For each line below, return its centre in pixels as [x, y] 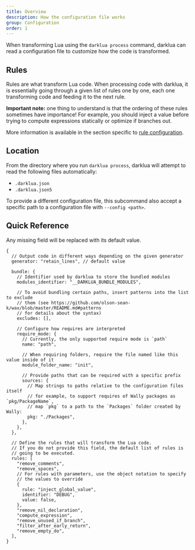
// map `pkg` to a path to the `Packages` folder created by [104, 407]
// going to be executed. [43, 453]
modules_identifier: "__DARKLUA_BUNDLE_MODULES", [79, 282]
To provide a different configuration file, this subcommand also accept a [94, 201]
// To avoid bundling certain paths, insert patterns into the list [103, 292]
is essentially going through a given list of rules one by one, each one [91, 91]
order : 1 [17, 28]
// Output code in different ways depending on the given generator [97, 256]
